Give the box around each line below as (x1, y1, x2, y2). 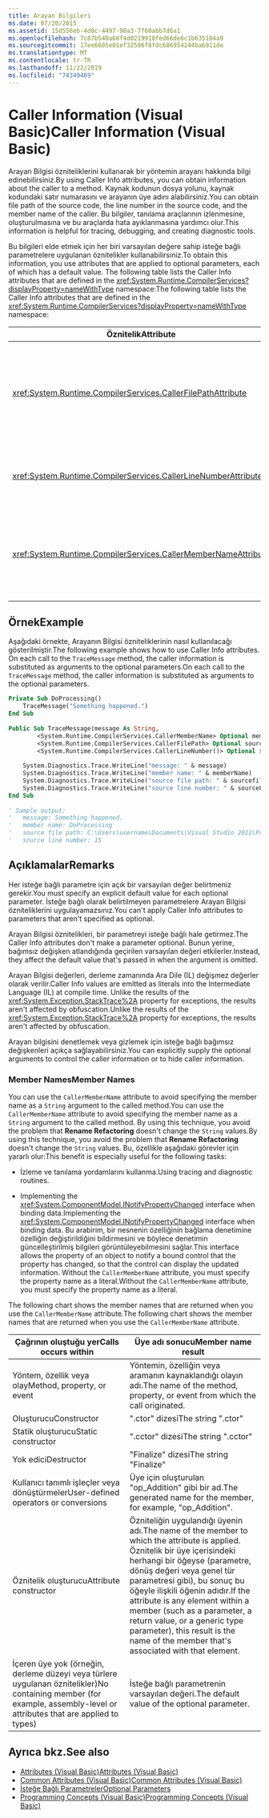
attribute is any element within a (129, 1595, 250, 1606)
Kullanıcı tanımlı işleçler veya (12, 1477, 120, 1488)
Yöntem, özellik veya (12, 1370, 90, 1381)
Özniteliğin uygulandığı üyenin (129, 1514, 243, 1526)
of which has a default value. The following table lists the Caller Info (8, 267, 232, 276)
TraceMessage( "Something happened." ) (22, 702, 149, 710)
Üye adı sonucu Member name (134, 1336, 252, 1347)
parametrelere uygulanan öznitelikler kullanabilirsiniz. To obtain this (8, 250, 228, 259)
